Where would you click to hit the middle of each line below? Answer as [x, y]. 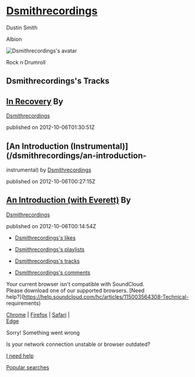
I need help [20, 355]
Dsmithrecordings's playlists [49, 249]
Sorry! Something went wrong [43, 332]
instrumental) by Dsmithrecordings [49, 170]
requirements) [24, 303]
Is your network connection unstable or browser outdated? [78, 344]
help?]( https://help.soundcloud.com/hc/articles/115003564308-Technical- [97, 296]
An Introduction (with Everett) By [69, 200]
